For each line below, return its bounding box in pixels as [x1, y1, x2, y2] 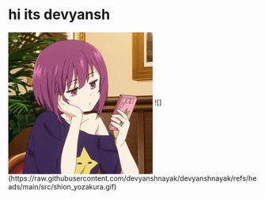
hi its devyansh [8, 6, 111, 24]
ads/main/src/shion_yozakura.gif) [8, 182, 117, 191]
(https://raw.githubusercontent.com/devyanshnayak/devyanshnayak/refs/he [8, 173, 257, 183]
